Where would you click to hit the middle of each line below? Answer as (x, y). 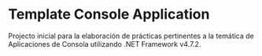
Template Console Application (109, 14)
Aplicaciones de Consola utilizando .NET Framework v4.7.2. (105, 44)
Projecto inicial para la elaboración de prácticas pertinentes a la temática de (131, 36)
